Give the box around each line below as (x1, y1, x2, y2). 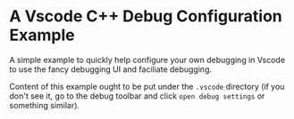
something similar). (9, 99, 80, 110)
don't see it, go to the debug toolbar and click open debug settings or (9, 91, 265, 101)
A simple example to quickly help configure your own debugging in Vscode (9, 54, 286, 65)
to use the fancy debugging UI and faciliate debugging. (9, 64, 213, 75)
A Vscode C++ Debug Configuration (9, 6, 283, 27)
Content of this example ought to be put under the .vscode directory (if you (9, 81, 285, 91)
